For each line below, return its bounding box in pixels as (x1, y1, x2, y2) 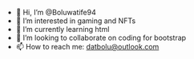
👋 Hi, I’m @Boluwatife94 (15, 8, 96, 17)
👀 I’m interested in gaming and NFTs (15, 16, 136, 26)
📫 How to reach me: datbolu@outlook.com (15, 42, 160, 51)
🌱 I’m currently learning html (15, 25, 110, 33)
